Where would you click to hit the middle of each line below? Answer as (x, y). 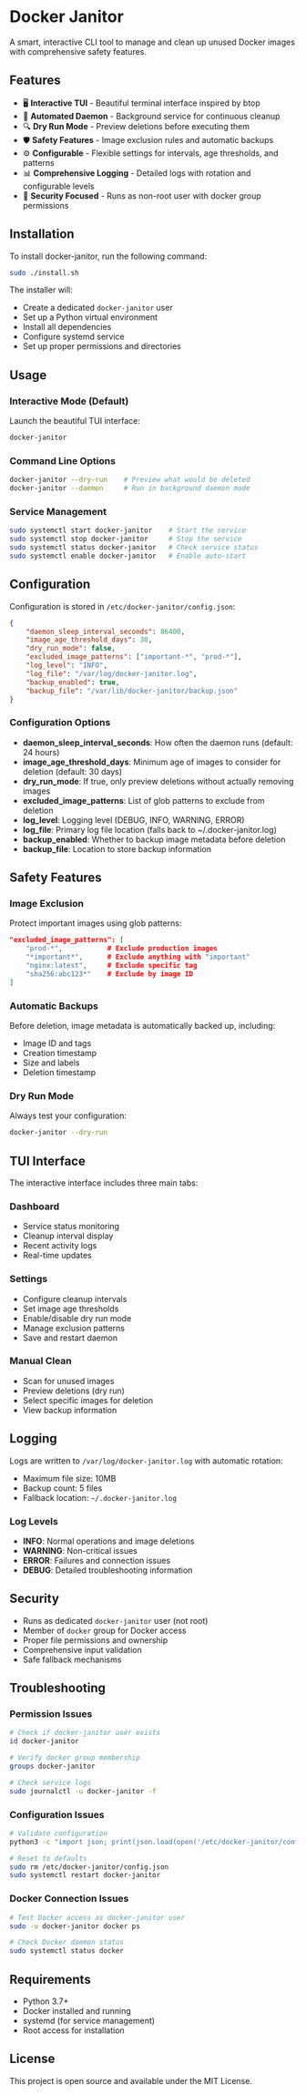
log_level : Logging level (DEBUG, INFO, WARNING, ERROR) (133, 820)
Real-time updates (57, 1256)
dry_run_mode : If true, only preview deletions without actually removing (158, 781)
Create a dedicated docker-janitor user (97, 308)
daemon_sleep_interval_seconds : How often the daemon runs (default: (158, 742)
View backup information (70, 1410)
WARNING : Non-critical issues (80, 1550)
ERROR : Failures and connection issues (97, 1560)
